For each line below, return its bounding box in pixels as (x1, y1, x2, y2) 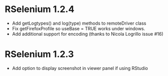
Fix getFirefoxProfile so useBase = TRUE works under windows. (12, 25, 145, 31)
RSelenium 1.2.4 (5, 4, 74, 15)
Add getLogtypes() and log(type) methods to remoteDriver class (12, 20, 146, 26)
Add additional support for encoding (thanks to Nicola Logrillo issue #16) (12, 31, 164, 37)
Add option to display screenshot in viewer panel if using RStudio (12, 65, 148, 71)
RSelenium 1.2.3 (5, 49, 74, 60)
